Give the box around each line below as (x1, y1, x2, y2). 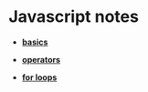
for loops (21, 71, 58, 83)
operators (21, 54, 61, 65)
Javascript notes (8, 6, 139, 27)
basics (21, 36, 48, 47)
